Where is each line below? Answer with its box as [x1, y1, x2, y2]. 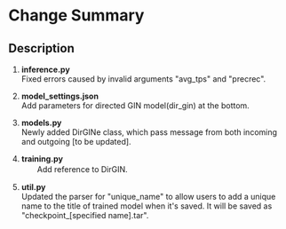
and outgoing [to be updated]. [20, 137, 131, 146]
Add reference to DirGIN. [36, 164, 128, 174]
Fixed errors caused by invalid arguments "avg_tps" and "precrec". [20, 74, 266, 84]
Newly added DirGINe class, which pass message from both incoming [20, 127, 277, 138]
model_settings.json [20, 91, 99, 101]
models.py [20, 117, 62, 128]
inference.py [20, 64, 70, 75]
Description [8, 41, 75, 56]
